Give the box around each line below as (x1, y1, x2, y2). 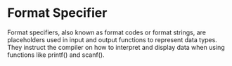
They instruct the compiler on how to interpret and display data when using (7, 43, 225, 51)
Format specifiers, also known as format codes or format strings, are (7, 28, 206, 37)
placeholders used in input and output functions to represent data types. (7, 35, 218, 44)
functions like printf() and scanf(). (7, 51, 105, 59)
